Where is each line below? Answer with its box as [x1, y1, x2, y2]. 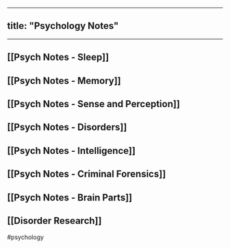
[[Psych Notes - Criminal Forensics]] [7, 168, 166, 180]
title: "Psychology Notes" [7, 20, 119, 32]
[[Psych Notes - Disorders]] [7, 122, 127, 133]
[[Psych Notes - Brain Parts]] [7, 192, 132, 203]
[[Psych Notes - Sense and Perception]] [7, 98, 180, 110]
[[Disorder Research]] [7, 214, 102, 227]
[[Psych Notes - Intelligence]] [7, 145, 136, 157]
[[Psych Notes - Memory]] [7, 75, 121, 87]
